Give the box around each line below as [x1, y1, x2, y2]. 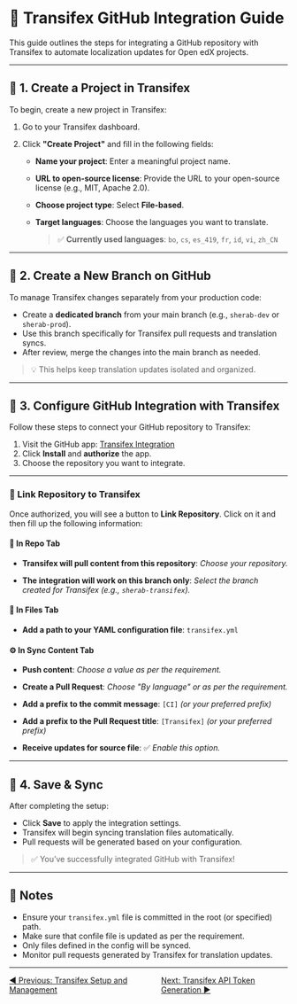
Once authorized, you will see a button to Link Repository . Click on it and [9, 509, 277, 519]
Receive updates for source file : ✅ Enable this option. [21, 743, 221, 753]
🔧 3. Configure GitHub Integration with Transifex [9, 398, 280, 413]
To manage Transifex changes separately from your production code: [9, 292, 263, 302]
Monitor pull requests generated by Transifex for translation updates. [21, 949, 273, 960]
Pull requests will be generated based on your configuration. [21, 837, 243, 847]
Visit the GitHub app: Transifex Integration [21, 439, 175, 450]
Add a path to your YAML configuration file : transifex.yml [21, 625, 239, 635]
